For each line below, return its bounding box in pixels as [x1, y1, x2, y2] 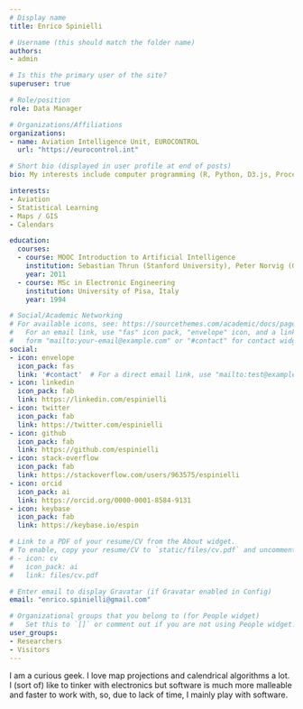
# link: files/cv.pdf [9, 570, 99, 580]
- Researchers [9, 637, 63, 646]
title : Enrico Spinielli [9, 22, 103, 31]
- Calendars [9, 220, 54, 229]
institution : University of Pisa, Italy [25, 286, 179, 296]
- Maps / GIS [9, 211, 59, 221]
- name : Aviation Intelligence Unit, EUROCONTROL [9, 137, 200, 146]
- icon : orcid [9, 479, 63, 488]
